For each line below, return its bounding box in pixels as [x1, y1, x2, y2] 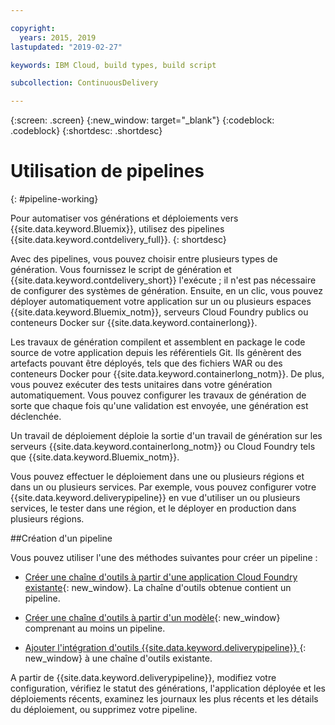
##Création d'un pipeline [10, 532, 113, 545]
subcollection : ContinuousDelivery [10, 78, 159, 88]
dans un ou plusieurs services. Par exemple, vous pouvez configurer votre [10, 481, 317, 493]
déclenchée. [10, 411, 62, 423]
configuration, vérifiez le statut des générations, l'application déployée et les [10, 682, 326, 695]
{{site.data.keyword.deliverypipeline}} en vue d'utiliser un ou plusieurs [10, 492, 301, 504]
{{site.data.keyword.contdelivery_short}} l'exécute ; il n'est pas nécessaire [10, 274, 317, 286]
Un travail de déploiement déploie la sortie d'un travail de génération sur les [10, 430, 323, 442]
